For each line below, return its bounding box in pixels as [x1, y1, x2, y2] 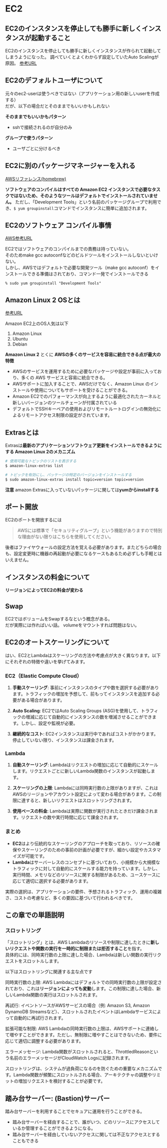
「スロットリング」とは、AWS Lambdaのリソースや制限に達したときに [5, 939, 151, 945]
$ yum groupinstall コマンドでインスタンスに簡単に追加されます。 [13, 205, 150, 211]
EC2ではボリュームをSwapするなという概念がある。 [5, 616, 113, 621]
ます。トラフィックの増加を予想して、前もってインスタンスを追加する [12, 691, 156, 697]
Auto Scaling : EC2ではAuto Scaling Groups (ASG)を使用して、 [12, 708, 141, 714]
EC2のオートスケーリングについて [5, 638, 110, 646]
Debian [12, 341, 27, 347]
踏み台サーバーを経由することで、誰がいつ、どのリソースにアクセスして [12, 1119, 161, 1125]
